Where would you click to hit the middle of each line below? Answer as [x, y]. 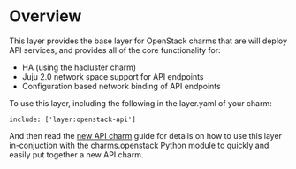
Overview [46, 16]
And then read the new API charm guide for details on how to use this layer [146, 135]
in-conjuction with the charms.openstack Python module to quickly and [139, 145]
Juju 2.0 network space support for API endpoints [113, 76]
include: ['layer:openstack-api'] [73, 119]
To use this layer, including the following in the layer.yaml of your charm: [140, 103]
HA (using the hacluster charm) [79, 67]
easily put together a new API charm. [76, 154]
